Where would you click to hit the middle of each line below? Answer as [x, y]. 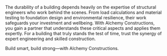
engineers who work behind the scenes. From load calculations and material [83, 12]
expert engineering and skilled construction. [51, 39]
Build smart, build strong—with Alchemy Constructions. [62, 48]
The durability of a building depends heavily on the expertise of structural [81, 7]
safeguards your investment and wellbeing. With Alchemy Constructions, [80, 23]
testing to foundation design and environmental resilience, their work [76, 18]
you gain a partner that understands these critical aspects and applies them [83, 28]
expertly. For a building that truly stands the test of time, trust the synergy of [83, 33]
